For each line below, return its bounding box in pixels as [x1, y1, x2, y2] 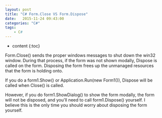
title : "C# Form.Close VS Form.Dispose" [5, 12, 89, 17]
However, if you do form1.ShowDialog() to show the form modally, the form [5, 92, 155, 98]
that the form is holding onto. [5, 68, 63, 73]
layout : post [5, 7, 32, 12]
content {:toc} [12, 43, 40, 49]
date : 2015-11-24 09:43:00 [5, 16, 64, 21]
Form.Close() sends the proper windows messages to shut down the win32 [5, 52, 156, 58]
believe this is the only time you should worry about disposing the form [5, 102, 147, 108]
